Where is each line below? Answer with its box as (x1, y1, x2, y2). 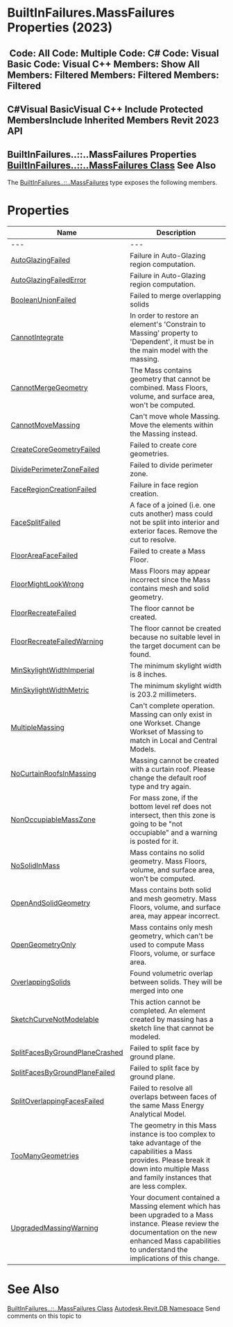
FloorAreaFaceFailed (10, 551, 78, 560)
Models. (130, 744, 156, 754)
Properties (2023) (7, 19, 113, 35)
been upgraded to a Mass (130, 1210, 214, 1219)
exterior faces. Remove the (130, 526, 218, 536)
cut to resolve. (130, 535, 177, 544)
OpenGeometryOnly (10, 940, 76, 950)
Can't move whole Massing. (130, 412, 221, 421)
